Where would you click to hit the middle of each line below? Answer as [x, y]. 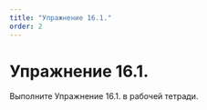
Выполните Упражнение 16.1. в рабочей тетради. [104, 96]
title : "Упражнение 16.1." [61, 18]
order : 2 [26, 26]
